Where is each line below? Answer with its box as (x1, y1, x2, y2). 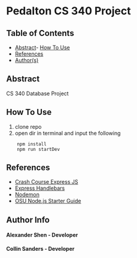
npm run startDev (17, 146, 60, 152)
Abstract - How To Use (14, 44, 71, 51)
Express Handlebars (14, 184, 65, 192)
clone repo (14, 123, 42, 130)
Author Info (6, 214, 50, 225)
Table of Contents (6, 28, 75, 38)
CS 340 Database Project (6, 90, 69, 97)
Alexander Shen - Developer (6, 232, 78, 239)
